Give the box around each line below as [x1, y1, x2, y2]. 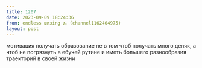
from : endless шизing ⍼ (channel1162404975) [6, 20, 121, 26]
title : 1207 [6, 8, 36, 15]
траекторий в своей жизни [6, 55, 75, 62]
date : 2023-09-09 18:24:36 [6, 14, 74, 20]
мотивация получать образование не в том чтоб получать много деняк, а [6, 42, 197, 49]
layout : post [6, 25, 39, 32]
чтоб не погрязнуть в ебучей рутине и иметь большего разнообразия [6, 49, 187, 56]
